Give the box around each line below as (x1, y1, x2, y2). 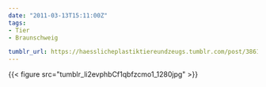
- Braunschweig (8, 33, 59, 42)
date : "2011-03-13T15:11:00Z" (8, 11, 108, 20)
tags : (8, 19, 26, 27)
